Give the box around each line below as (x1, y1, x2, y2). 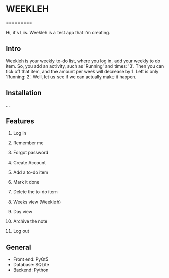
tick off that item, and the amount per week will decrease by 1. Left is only (6, 68, 159, 74)
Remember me (13, 140, 44, 146)
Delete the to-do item (13, 189, 58, 195)
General (6, 243, 32, 251)
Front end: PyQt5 (13, 256, 49, 262)
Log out (13, 228, 29, 234)
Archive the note (13, 218, 48, 224)
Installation (6, 89, 42, 97)
